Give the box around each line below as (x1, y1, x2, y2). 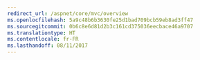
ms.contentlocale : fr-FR (7, 36, 79, 43)
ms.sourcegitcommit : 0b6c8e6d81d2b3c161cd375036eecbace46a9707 (7, 23, 194, 30)
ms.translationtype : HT (7, 29, 76, 37)
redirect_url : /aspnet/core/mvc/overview (7, 10, 129, 17)
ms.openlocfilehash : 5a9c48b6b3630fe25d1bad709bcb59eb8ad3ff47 (7, 17, 194, 23)
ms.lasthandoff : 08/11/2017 (7, 42, 89, 49)
